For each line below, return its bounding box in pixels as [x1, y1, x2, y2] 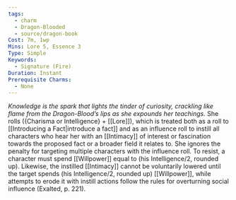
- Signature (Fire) [14, 63, 72, 70]
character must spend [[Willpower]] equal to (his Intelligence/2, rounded [8, 155, 219, 163]
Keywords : [8, 57, 37, 64]
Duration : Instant [8, 69, 62, 76]
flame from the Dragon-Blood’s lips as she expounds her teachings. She [8, 110, 219, 118]
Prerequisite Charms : [8, 76, 72, 83]
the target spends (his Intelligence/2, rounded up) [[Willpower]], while [8, 170, 211, 178]
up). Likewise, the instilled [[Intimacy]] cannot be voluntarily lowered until [8, 162, 221, 170]
